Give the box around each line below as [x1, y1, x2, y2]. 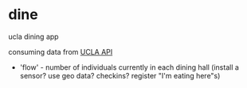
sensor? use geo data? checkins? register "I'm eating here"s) [19, 71, 221, 80]
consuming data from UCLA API [8, 47, 113, 56]
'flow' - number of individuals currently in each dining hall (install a [19, 62, 239, 72]
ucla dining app [8, 32, 59, 41]
